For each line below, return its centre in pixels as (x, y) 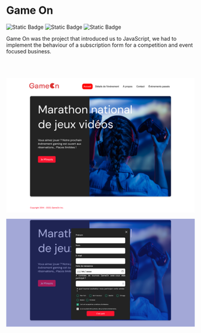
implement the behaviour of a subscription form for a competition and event (100, 45)
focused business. (29, 51)
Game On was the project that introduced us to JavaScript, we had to (92, 38)
